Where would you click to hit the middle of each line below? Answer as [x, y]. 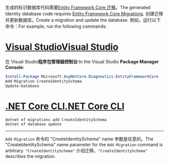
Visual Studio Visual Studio [62, 47]
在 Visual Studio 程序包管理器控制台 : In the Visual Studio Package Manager [82, 62]
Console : [15, 67]
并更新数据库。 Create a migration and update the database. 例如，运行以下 [83, 20]
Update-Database [22, 86]
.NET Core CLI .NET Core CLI [65, 106]
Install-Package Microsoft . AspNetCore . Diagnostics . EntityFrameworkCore [82, 76]
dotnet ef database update [33, 124]
